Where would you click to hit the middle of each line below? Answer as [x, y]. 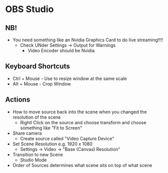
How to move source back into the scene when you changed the [80, 112]
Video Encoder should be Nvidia [61, 51]
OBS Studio [30, 9]
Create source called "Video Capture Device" [67, 138]
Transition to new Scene [38, 154]
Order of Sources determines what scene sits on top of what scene [82, 165]
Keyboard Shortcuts [38, 66]
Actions [18, 100]
